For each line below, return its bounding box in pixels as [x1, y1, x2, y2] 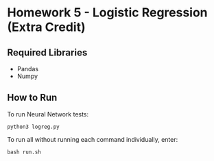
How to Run [7, 92, 58, 103]
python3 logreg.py [7, 123, 60, 130]
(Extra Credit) [7, 19, 86, 35]
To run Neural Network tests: [7, 110, 89, 118]
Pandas [16, 65, 39, 73]
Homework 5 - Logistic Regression [7, 5, 208, 21]
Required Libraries [7, 47, 88, 58]
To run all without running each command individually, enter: [7, 135, 178, 143]
